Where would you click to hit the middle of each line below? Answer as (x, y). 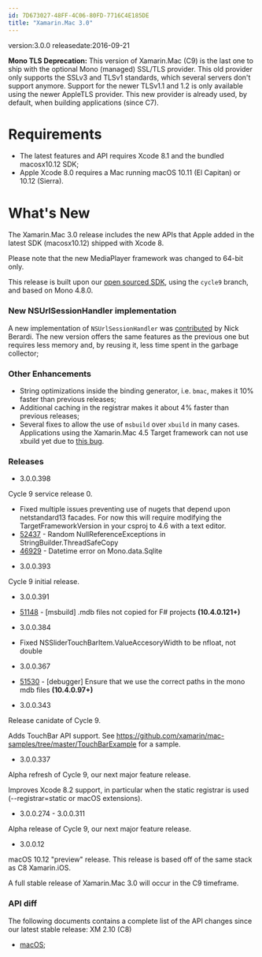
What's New (49, 213)
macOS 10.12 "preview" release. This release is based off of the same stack (130, 859)
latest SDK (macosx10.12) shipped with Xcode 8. (86, 243)
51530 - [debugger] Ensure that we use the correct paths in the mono (132, 682)
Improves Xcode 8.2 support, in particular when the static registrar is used (129, 790)
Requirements (55, 134)
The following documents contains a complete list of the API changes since (130, 921)
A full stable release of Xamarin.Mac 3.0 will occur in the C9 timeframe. (124, 883)
